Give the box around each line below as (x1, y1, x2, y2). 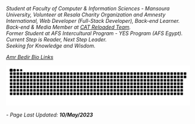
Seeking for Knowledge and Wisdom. (6, 42, 96, 49)
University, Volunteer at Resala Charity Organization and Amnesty (6, 11, 166, 18)
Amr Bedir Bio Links (6, 54, 54, 60)
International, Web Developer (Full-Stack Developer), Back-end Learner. (6, 18, 180, 24)
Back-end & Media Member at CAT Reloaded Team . (6, 23, 131, 30)
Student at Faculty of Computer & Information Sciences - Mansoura (6, 5, 170, 12)
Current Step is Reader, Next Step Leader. (6, 36, 107, 43)
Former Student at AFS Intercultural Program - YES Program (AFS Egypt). (6, 30, 183, 37)
